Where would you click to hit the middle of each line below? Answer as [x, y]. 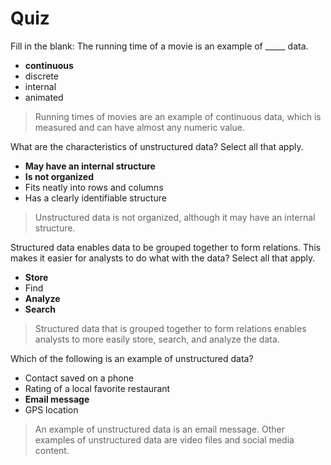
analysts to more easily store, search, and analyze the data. [157, 339]
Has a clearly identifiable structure [95, 198]
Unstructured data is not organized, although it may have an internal [175, 217]
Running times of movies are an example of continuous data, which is [178, 116]
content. [52, 450]
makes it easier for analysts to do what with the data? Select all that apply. [163, 258]
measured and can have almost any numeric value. [139, 127]
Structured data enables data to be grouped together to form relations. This [166, 247]
